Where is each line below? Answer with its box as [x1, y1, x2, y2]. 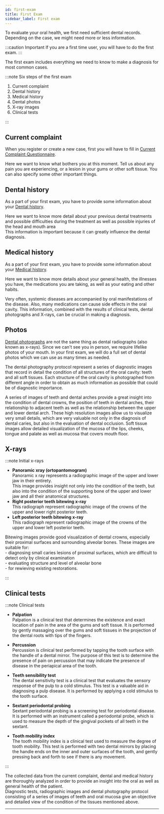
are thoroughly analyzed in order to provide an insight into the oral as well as [5, 778, 159, 784]
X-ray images [12, 104, 40, 110]
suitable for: [5, 545, 29, 551]
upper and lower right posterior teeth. [12, 509, 88, 515]
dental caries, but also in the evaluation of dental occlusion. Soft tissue [5, 420, 147, 426]
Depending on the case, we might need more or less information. [5, 35, 136, 41]
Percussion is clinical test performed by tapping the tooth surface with [12, 647, 154, 653]
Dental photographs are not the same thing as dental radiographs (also [5, 339, 147, 345]
